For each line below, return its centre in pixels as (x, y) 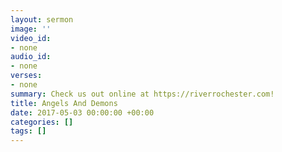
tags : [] (28, 131)
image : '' (31, 29)
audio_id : (31, 57)
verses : (26, 76)
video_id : (31, 38)
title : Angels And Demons (64, 103)
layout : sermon (42, 19)
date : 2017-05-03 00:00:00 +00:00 (82, 112)
